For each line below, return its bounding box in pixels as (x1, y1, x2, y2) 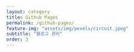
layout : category (6, 8, 50, 15)
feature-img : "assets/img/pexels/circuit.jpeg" (6, 25, 129, 32)
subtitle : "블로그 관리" (6, 31, 62, 37)
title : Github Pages (6, 14, 59, 20)
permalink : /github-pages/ (6, 20, 75, 26)
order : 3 (6, 36, 28, 42)
